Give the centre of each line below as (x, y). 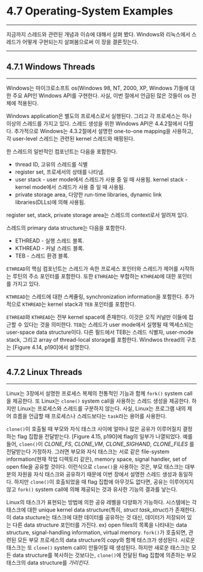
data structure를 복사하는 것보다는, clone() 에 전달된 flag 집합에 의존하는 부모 (105, 555)
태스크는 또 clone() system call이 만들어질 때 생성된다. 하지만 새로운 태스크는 (98, 547)
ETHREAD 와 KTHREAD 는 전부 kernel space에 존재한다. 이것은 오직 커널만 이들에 (97, 317)
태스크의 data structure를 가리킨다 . (48, 562)
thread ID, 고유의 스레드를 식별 (51, 164)
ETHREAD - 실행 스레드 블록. (50, 241)
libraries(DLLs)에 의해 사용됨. (50, 202)
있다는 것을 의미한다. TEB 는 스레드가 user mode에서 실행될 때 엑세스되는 (109, 324)
